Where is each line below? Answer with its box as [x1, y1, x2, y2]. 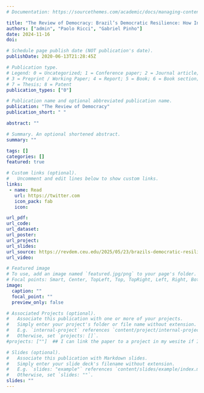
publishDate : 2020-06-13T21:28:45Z [6, 53, 97, 60]
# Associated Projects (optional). [6, 310, 97, 316]
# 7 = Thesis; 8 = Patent [6, 81, 72, 87]
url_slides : [6, 243, 36, 249]
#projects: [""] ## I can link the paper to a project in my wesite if [6, 338, 194, 344]
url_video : [6, 255, 34, 261]
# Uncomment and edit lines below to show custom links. [6, 176, 159, 182]
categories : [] [6, 153, 45, 160]
